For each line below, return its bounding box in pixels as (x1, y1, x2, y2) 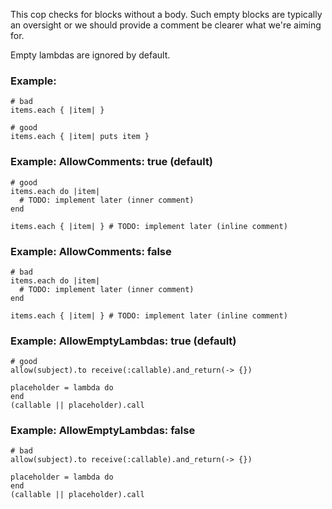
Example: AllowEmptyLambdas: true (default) (10, 334, 237, 348)
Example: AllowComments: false (10, 244, 172, 258)
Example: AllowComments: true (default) (10, 155, 214, 169)
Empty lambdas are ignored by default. (10, 49, 171, 61)
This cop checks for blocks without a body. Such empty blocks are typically (10, 9, 323, 20)
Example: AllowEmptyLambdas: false (10, 424, 196, 438)
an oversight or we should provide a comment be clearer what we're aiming (10, 19, 322, 31)
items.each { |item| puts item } (10, 132, 150, 142)
